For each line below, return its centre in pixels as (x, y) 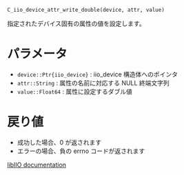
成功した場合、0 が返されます (59, 142)
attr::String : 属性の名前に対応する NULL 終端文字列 (93, 83)
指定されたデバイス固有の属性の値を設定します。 (76, 23)
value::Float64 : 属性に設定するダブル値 (74, 91)
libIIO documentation (37, 165)
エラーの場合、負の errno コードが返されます (81, 151)
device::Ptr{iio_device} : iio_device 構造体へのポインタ (97, 74)
